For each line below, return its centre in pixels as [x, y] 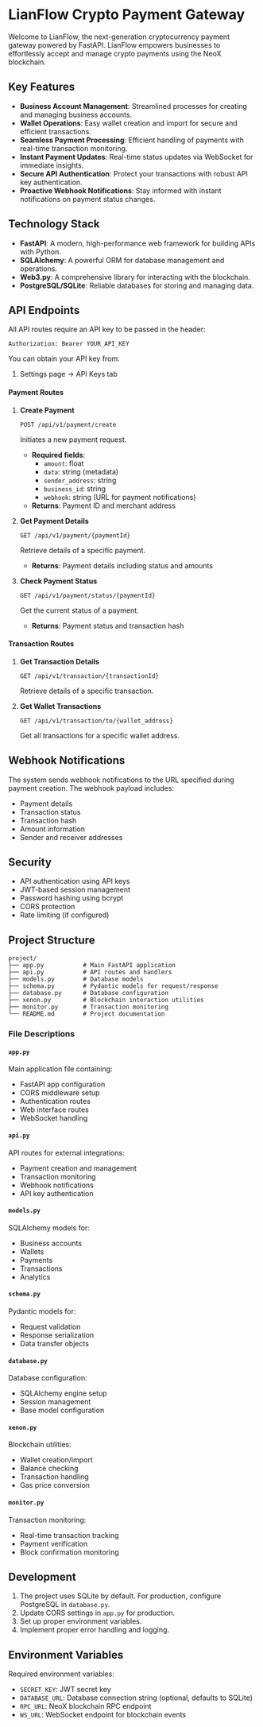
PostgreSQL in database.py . [65, 1605]
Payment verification [54, 1543]
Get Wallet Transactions [60, 706]
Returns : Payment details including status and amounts [122, 565]
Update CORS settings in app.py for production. [97, 1613]
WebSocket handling [54, 1118]
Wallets [32, 1251]
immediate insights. [52, 165]
